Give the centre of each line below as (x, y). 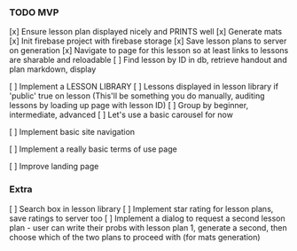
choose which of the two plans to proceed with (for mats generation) (135, 237)
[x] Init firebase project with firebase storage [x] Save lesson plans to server (148, 41)
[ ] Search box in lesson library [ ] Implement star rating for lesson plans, (141, 208)
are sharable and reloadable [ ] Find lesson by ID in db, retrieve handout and (148, 60)
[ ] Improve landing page (54, 167)
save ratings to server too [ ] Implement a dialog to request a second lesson (147, 218)
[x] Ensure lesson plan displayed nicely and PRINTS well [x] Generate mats (145, 32)
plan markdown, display (53, 69)
